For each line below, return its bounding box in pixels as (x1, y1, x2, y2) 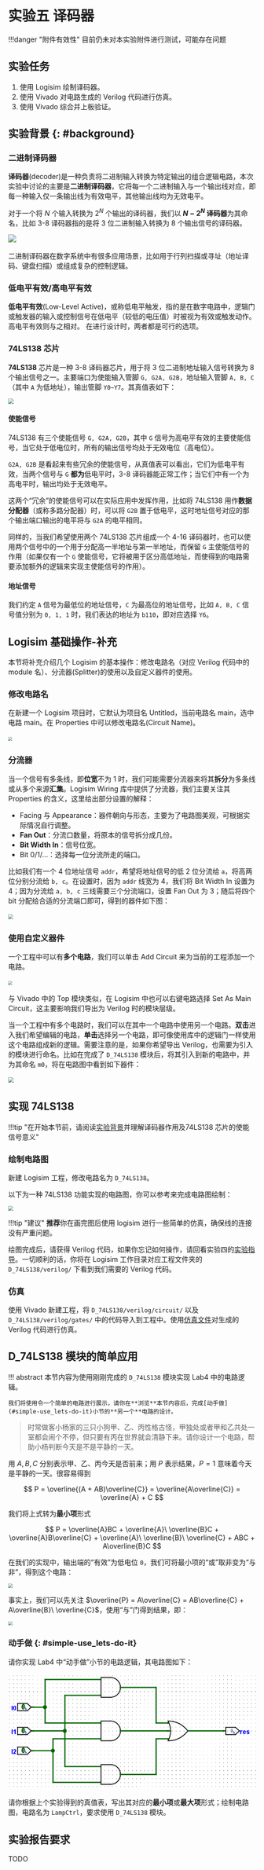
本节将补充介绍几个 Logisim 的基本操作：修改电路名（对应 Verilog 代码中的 (8, 658, 250, 667)
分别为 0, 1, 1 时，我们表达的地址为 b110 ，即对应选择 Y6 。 (21, 610, 214, 619)
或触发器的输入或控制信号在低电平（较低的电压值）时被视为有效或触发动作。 (8, 312, 256, 321)
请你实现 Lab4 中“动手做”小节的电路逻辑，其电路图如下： (8, 1657, 193, 1666)
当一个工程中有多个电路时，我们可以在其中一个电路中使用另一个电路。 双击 (8, 1020, 249, 1029)
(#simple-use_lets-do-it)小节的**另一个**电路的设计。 (8, 1407, 178, 1415)
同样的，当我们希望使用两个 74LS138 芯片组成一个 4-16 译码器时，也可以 (8, 532, 244, 542)
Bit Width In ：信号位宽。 (19, 840, 101, 849)
